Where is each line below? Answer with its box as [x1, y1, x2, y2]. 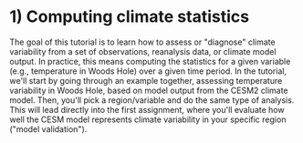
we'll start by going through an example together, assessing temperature [9, 75, 283, 86]
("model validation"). [9, 123, 88, 134]
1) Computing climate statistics [9, 6, 249, 27]
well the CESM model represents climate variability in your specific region [9, 114, 287, 125]
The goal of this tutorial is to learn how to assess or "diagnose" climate [9, 36, 276, 47]
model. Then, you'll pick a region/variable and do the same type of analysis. [9, 94, 295, 106]
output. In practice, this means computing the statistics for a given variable [9, 56, 291, 66]
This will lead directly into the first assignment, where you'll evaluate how [9, 104, 285, 115]
